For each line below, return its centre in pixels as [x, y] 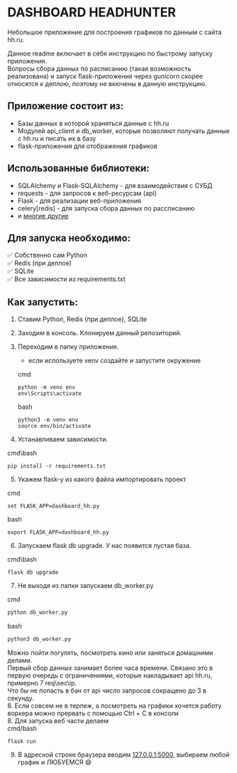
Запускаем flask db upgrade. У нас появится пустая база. [104, 546]
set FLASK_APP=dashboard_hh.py [54, 506]
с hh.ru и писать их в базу [57, 138]
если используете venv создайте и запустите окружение [114, 361]
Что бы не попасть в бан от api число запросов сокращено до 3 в [107, 690]
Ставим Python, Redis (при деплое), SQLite [82, 319]
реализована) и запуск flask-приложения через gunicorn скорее [105, 76]
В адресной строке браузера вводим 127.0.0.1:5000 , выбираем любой [123, 754]
